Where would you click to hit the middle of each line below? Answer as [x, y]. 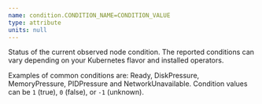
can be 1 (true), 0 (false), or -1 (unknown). [76, 92]
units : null [28, 30]
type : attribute [35, 23]
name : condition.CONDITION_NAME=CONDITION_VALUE [89, 15]
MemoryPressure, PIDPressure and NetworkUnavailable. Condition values [128, 84]
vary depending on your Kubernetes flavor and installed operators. [116, 60]
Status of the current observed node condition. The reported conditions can [131, 52]
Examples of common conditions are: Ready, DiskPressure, [104, 76]
